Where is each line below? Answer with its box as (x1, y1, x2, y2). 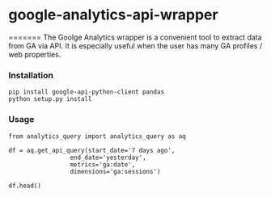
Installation (8, 69, 54, 81)
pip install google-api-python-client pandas (8, 88, 164, 96)
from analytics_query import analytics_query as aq (8, 132, 186, 140)
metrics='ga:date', (70, 160, 136, 169)
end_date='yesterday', (70, 153, 147, 161)
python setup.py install (8, 95, 92, 103)
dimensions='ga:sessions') (70, 167, 161, 175)
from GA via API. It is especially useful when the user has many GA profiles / (8, 40, 263, 50)
